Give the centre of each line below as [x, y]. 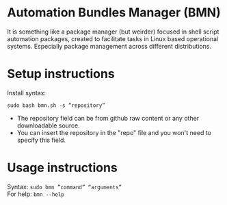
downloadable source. [48, 125]
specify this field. [41, 140]
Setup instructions [61, 74]
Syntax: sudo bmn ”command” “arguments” [65, 186]
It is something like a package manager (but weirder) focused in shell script [113, 32]
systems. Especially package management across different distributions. [109, 46]
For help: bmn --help [36, 194]
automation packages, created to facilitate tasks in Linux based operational [113, 38]
